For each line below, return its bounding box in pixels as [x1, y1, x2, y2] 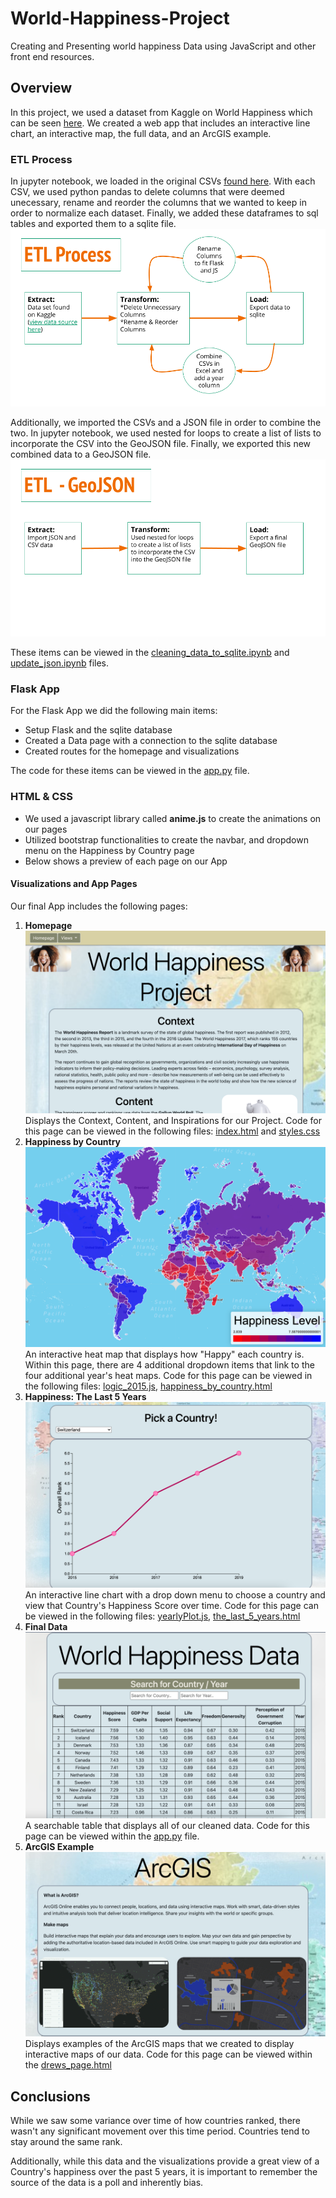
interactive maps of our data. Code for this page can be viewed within [24, 2048, 313, 2061]
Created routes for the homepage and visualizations [24, 745, 240, 757]
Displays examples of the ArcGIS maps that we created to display [24, 2038, 295, 2050]
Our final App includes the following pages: [10, 900, 188, 912]
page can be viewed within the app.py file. [24, 1830, 200, 1842]
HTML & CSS [10, 790, 73, 804]
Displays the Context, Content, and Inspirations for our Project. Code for [24, 1115, 323, 1127]
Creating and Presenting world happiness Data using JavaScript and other [10, 40, 317, 52]
